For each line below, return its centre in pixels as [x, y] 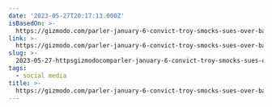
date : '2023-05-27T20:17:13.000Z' [67, 16]
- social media [41, 76]
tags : [17, 68]
